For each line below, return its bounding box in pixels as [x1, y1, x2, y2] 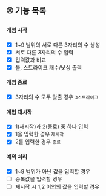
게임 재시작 [6, 108, 32, 116]
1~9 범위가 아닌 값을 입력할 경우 [15, 168, 91, 175]
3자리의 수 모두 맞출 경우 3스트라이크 [15, 93, 99, 101]
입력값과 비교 [15, 56, 47, 64]
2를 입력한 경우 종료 [15, 138, 61, 145]
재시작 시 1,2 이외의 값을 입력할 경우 [15, 183, 100, 190]
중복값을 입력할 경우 [15, 175, 62, 183]
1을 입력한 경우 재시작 [15, 131, 64, 138]
